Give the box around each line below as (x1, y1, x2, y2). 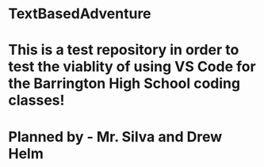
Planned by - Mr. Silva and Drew (8, 127, 223, 146)
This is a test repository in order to (8, 41, 239, 59)
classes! (8, 92, 65, 109)
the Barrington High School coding (8, 74, 240, 93)
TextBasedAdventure (8, 5, 152, 23)
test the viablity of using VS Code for (8, 58, 256, 76)
